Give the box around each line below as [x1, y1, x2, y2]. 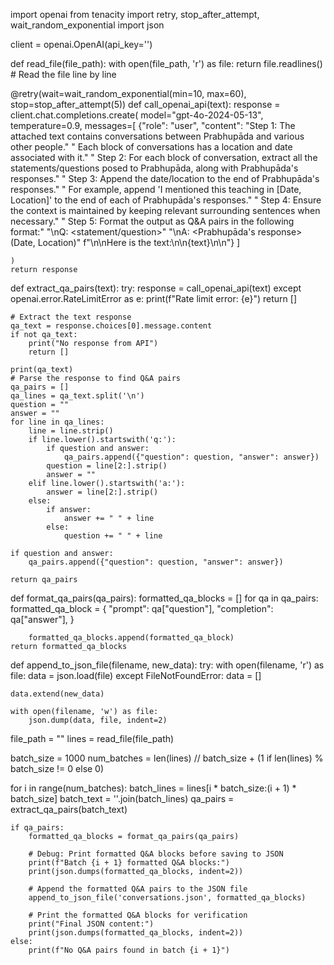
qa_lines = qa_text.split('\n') [10, 391, 145, 401]
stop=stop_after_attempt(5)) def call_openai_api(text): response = [10, 99, 281, 110]
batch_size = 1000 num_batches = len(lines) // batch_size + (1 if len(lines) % [10, 752, 324, 764]
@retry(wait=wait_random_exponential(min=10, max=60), [10, 88, 247, 99]
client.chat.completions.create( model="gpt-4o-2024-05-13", [10, 109, 264, 121]
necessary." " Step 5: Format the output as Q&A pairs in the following [10, 215, 295, 227]
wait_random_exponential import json [10, 19, 165, 31]
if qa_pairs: [10, 823, 65, 833]
